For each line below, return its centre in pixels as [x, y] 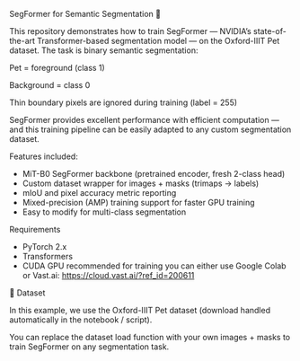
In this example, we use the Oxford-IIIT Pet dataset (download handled [140, 310]
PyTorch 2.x [44, 247]
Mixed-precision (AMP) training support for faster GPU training [138, 203]
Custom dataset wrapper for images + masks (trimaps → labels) [141, 183]
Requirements [35, 229]
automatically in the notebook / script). [81, 320]
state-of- [270, 31]
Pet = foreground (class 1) [57, 68]
